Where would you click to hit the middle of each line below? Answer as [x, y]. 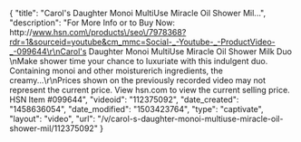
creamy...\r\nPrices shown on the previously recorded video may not [137, 80]
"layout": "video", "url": [53, 118]
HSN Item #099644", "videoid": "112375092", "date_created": [124, 99]
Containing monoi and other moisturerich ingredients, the [117, 71]
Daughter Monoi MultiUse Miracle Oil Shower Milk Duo [190, 52]
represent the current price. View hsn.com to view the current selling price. [150, 90]
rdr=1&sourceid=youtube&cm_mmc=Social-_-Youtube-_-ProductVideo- [142, 42]
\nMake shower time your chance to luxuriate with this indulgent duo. [139, 61]
